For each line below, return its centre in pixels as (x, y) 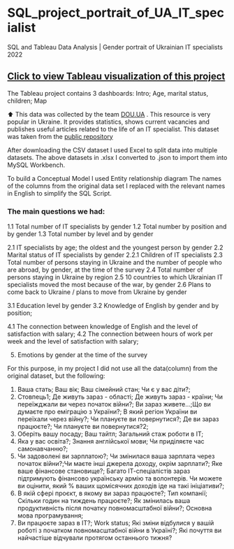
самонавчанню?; (43, 449)
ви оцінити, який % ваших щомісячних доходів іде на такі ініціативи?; (121, 486)
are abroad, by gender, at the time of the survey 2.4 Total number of (105, 270)
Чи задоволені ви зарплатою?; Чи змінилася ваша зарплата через (116, 456)
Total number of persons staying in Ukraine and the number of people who (115, 263)
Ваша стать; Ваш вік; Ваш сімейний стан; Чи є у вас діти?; (104, 390)
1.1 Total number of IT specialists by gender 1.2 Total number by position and (117, 227)
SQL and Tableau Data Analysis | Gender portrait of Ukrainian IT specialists (115, 47)
